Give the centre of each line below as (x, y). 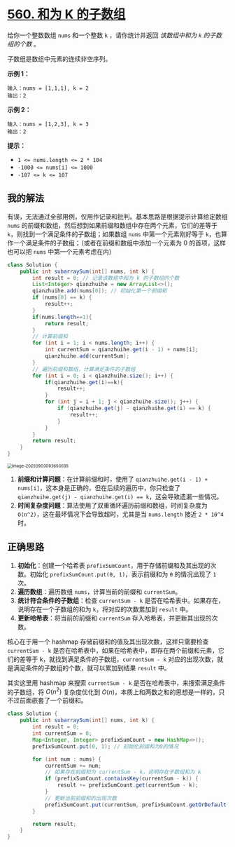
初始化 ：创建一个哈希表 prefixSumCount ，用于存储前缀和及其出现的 (114, 565)
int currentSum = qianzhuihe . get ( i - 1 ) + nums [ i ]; (121, 350)
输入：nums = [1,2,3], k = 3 (48, 124)
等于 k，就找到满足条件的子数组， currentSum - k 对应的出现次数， (121, 659)
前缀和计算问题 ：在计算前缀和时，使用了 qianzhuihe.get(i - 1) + (113, 479)
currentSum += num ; (73, 766)
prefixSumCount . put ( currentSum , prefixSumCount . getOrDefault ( (137, 805)
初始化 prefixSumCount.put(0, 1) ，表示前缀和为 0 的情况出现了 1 (123, 574)
